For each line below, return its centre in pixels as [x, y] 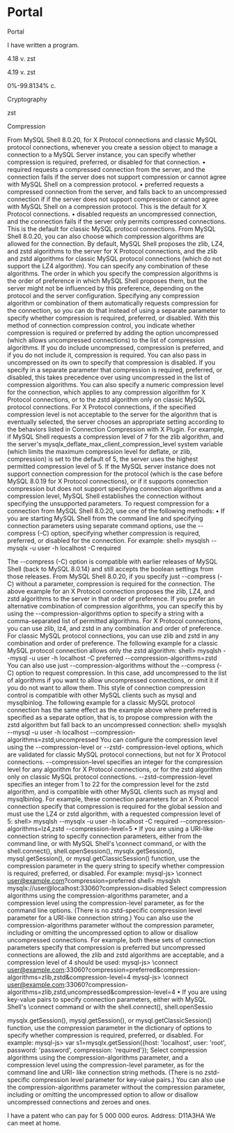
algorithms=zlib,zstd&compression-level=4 [69, 977]
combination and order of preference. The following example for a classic [112, 643]
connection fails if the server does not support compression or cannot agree [117, 177]
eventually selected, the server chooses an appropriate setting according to [116, 422]
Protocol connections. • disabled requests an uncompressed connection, [112, 214]
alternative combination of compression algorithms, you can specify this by [115, 606]
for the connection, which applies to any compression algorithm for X [107, 392]
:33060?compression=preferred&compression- [132, 970]
